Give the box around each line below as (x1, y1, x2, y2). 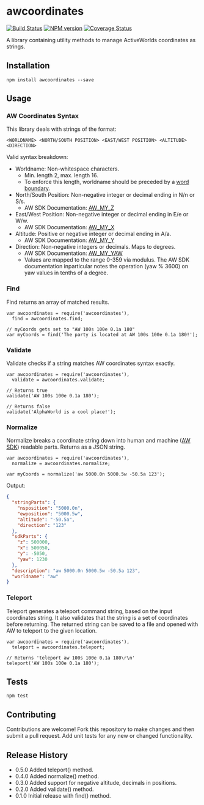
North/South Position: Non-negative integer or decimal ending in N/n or (15, 191, 195, 199)
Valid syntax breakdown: (6, 153, 68, 161)
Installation (6, 61, 50, 71)
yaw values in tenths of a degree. (24, 269, 109, 276)
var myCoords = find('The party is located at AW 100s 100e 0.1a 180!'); (6, 331, 199, 337)
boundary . (24, 185, 51, 192)
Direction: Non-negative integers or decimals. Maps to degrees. (15, 243, 176, 251)
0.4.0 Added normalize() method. (15, 773, 99, 780)
